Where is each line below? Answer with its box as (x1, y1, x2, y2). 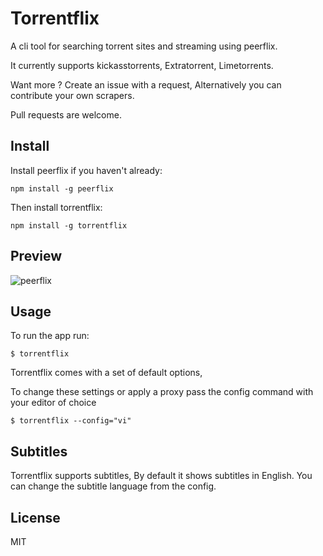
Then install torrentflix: (10, 201, 103, 213)
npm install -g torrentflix (10, 220, 128, 231)
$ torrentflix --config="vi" (10, 416, 132, 426)
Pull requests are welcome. (10, 108, 122, 121)
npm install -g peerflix (10, 183, 114, 194)
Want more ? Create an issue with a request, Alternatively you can (10, 78, 282, 91)
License (10, 509, 61, 526)
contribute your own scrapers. (10, 89, 135, 101)
